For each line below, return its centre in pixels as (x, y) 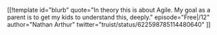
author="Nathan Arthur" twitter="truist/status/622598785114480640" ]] (109, 24)
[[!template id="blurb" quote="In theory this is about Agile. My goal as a (109, 10)
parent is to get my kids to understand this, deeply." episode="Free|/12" (108, 17)
